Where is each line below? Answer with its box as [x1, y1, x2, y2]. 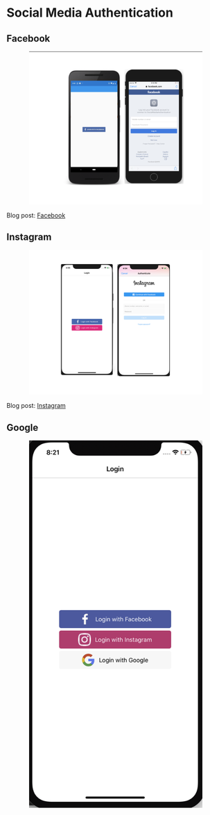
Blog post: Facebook [6, 211, 66, 220]
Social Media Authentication [6, 5, 174, 21]
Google [6, 422, 39, 434]
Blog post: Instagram [6, 402, 67, 410]
